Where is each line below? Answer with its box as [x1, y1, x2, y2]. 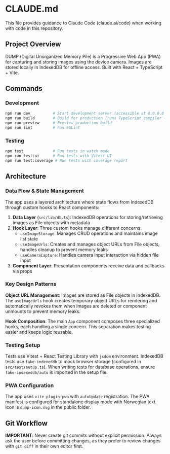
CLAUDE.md [5, 3, 59, 15]
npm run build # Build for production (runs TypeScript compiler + [5, 116, 166, 121]
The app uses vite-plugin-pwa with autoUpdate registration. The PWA [5, 394, 150, 400]
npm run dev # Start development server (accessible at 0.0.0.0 [5, 111, 164, 116]
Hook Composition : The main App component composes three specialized [5, 318, 160, 324]
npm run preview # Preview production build [5, 120, 112, 126]
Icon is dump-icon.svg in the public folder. [5, 404, 91, 410]
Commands [5, 84, 43, 93]
